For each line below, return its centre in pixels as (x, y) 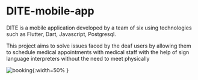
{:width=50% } (51, 70)
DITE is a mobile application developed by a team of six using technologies (99, 28)
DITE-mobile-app (50, 11)
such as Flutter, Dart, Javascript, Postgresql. (61, 34)
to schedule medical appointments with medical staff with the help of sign (98, 52)
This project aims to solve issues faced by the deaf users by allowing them (99, 46)
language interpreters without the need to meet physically (78, 58)
